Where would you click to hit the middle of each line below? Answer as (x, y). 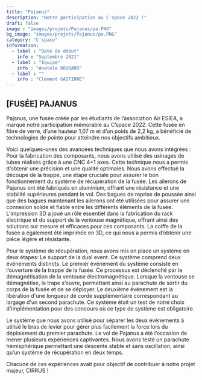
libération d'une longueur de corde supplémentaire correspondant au (92, 295)
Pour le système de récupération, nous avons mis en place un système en (98, 251)
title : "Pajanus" (28, 12)
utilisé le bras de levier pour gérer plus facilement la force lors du (87, 326)
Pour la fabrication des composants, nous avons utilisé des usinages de (95, 155)
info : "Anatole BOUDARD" (50, 68)
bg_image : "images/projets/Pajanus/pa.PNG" (62, 34)
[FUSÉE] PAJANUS (42, 104)
